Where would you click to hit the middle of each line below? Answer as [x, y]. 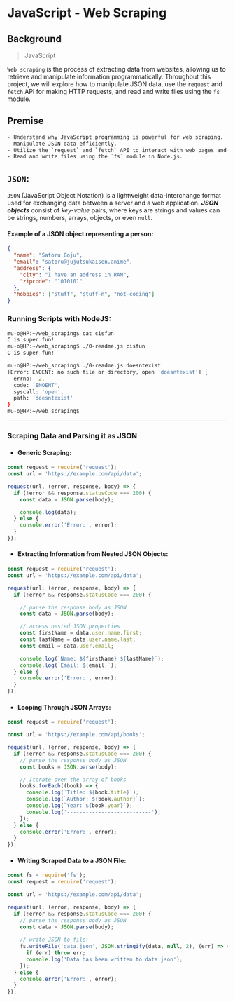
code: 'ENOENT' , [37, 385]
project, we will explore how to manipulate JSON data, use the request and [115, 84]
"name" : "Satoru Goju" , [48, 255]
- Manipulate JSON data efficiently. [62, 144]
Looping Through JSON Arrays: [64, 707]
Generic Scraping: [44, 452]
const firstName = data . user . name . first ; [81, 633]
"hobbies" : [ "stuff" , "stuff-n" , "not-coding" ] [84, 294]
